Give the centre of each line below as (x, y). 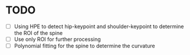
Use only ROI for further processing (57, 39)
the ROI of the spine (38, 33)
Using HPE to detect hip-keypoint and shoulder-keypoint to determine (99, 26)
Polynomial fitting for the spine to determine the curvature (84, 46)
